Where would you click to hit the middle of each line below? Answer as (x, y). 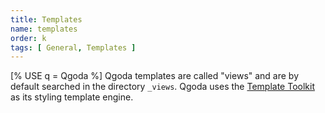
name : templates (44, 29)
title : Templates (46, 19)
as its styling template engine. (72, 97)
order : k (28, 38)
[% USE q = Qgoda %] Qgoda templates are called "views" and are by (155, 76)
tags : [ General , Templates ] (73, 47)
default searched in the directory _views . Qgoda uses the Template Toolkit (162, 87)
